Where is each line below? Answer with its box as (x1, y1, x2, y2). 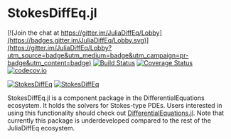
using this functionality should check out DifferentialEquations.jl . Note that (7, 109, 225, 117)
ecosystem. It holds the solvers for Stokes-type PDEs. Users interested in (7, 101, 222, 109)
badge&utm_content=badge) (7, 58, 92, 67)
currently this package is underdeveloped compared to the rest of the (7, 116, 212, 125)
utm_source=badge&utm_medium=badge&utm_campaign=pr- (7, 51, 189, 60)
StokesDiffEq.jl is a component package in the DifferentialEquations (7, 94, 205, 102)
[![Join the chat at (7, 28, 60, 37)
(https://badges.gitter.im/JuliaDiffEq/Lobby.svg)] (7, 35, 149, 44)
